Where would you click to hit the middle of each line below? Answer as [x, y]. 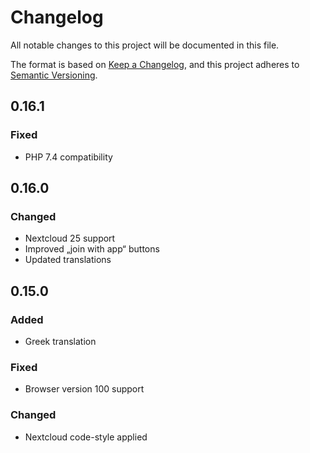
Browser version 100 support [84, 389]
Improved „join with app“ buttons [92, 249]
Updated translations [68, 260]
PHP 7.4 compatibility [68, 157]
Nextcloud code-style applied [86, 437]
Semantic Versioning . [54, 75]
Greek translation [60, 341]
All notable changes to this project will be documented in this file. [145, 45]
